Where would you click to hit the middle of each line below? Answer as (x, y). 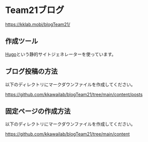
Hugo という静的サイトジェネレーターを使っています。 (61, 54)
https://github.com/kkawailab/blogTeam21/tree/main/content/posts (74, 94)
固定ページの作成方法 (38, 111)
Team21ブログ (35, 10)
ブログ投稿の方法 (31, 71)
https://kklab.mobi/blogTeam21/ (38, 24)
